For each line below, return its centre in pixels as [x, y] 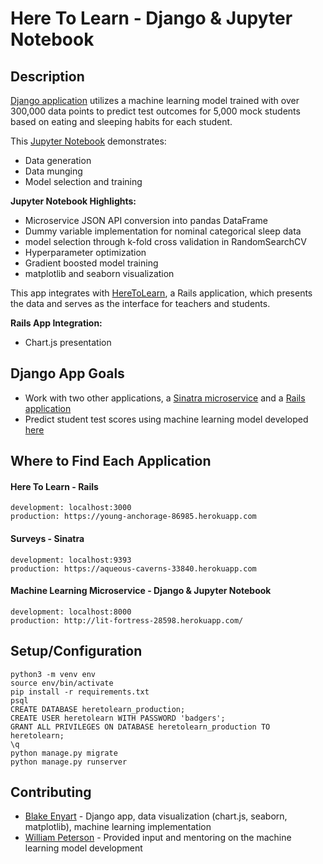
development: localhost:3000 [71, 508]
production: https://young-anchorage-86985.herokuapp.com [133, 517]
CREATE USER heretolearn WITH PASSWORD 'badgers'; [118, 718]
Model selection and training [83, 181]
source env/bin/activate [62, 683]
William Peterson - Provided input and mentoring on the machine [158, 838]
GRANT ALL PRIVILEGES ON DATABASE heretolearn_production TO [140, 727]
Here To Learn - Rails [54, 486]
